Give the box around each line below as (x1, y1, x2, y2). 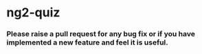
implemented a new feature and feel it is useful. (6, 38, 169, 47)
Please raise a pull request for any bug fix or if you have (6, 29, 195, 39)
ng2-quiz (6, 5, 60, 21)
